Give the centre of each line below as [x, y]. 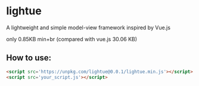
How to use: [29, 58]
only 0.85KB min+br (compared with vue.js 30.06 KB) [72, 39]
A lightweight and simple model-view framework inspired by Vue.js [88, 27]
